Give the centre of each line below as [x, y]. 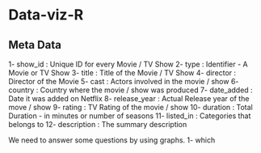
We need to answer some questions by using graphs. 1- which [112, 140]
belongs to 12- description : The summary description [98, 124]
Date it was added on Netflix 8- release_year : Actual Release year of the [129, 98]
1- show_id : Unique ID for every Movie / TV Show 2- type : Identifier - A [128, 64]
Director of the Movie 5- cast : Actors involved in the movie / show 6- [124, 81]
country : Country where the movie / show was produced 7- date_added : [130, 90]
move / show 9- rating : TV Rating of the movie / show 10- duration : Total [130, 107]
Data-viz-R [46, 15]
